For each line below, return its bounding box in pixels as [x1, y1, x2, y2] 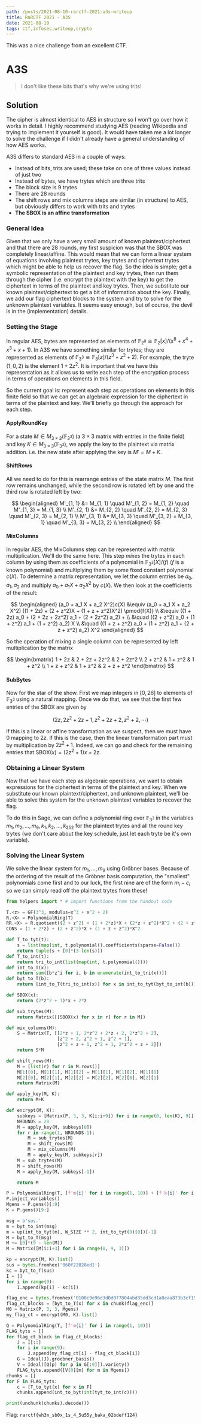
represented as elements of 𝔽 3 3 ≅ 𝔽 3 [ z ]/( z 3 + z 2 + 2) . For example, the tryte [6, 352, 194, 362]
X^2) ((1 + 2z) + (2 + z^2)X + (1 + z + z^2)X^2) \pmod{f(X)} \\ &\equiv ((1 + [10, 607, 191, 615]
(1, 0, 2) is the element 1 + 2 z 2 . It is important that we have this [6, 361, 159, 369]
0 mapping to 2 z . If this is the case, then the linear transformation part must [6, 734, 193, 741]
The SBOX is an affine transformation [14, 209, 109, 216]
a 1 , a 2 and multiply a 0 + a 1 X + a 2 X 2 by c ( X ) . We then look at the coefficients [6, 581, 193, 590]
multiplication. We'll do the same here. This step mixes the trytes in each [6, 552, 185, 560]
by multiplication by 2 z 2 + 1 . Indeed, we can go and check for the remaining [6, 740, 193, 749]
